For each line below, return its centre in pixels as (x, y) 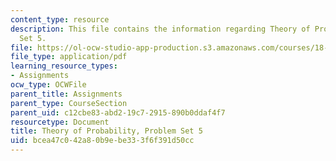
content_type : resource (60, 19)
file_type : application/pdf (69, 57)
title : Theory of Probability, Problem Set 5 (106, 131)
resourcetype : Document (60, 122)
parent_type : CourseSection (69, 103)
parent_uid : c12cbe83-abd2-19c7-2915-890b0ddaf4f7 (118, 112)
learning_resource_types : (64, 66)
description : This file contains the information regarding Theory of (160, 29)
